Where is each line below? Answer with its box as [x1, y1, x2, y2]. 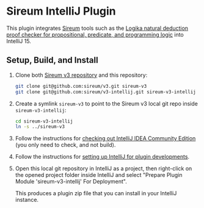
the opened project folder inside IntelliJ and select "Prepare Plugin [15, 171, 183, 179]
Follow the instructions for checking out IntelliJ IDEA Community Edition [15, 135, 196, 142]
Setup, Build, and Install [6, 55, 99, 65]
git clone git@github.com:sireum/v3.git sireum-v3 [15, 83, 147, 89]
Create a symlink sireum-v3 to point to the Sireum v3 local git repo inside [15, 99, 199, 107]
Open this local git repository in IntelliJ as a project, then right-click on [15, 165, 192, 172]
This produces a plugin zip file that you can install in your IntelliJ [15, 190, 177, 197]
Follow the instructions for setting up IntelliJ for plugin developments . [15, 153, 190, 160]
